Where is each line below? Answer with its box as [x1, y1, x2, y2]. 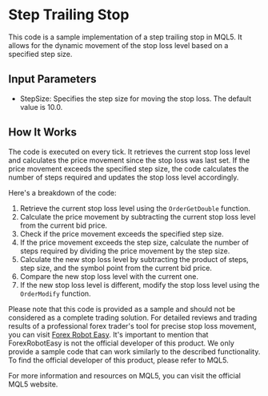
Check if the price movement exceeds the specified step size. [19, 228, 224, 238]
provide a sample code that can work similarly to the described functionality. [8, 346, 261, 356]
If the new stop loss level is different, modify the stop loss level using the [19, 280, 260, 289]
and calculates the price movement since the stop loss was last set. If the [8, 155, 250, 165]
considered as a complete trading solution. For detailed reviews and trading [8, 313, 258, 322]
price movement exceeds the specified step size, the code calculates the [8, 164, 250, 173]
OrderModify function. [19, 289, 91, 298]
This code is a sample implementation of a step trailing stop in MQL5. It [8, 32, 242, 42]
